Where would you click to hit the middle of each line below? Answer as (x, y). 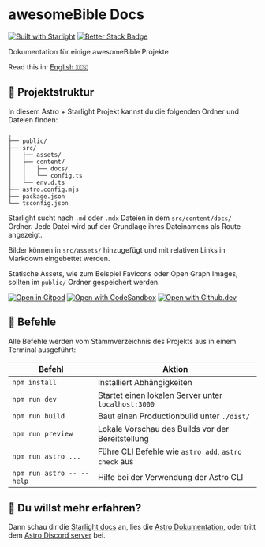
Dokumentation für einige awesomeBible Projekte (89, 51)
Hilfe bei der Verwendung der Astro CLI (170, 477)
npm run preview (43, 433)
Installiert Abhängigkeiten (145, 382)
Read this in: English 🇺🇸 (48, 67)
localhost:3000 (126, 404)
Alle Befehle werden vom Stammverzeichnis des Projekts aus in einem (122, 341)
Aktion (175, 369)
